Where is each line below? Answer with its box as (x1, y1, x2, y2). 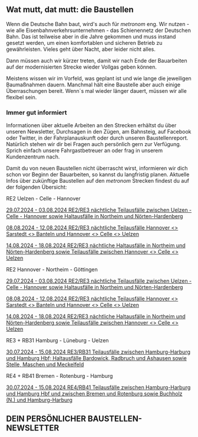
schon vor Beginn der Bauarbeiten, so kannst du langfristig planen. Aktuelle (6, 171, 190, 178)
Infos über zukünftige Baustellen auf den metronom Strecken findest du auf (6, 177, 190, 184)
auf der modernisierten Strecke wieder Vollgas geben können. (6, 63, 157, 70)
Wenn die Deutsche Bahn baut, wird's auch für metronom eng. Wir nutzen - (6, 20, 190, 27)
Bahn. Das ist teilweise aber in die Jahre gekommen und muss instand (6, 33, 176, 40)
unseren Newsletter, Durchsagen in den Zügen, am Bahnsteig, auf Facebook (6, 128, 192, 135)
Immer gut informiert (6, 108, 67, 116)
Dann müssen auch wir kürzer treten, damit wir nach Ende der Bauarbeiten (6, 57, 187, 64)
